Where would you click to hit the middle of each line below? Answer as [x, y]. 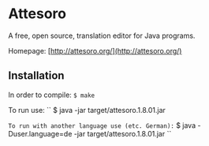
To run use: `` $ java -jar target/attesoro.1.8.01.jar [87, 110]
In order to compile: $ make [52, 95]
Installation [36, 76]
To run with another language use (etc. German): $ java [102, 125]
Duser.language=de [40, 133]
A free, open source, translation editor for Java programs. [102, 36]
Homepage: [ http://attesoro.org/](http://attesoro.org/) [95, 51]
